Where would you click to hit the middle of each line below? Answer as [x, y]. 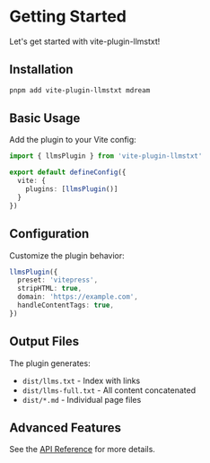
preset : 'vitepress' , [58, 280]
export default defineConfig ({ [68, 172]
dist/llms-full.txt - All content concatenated [109, 390]
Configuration [49, 234]
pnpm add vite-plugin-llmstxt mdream [80, 90]
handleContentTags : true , [66, 305]
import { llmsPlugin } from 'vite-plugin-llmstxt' [106, 156]
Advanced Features [66, 428]
